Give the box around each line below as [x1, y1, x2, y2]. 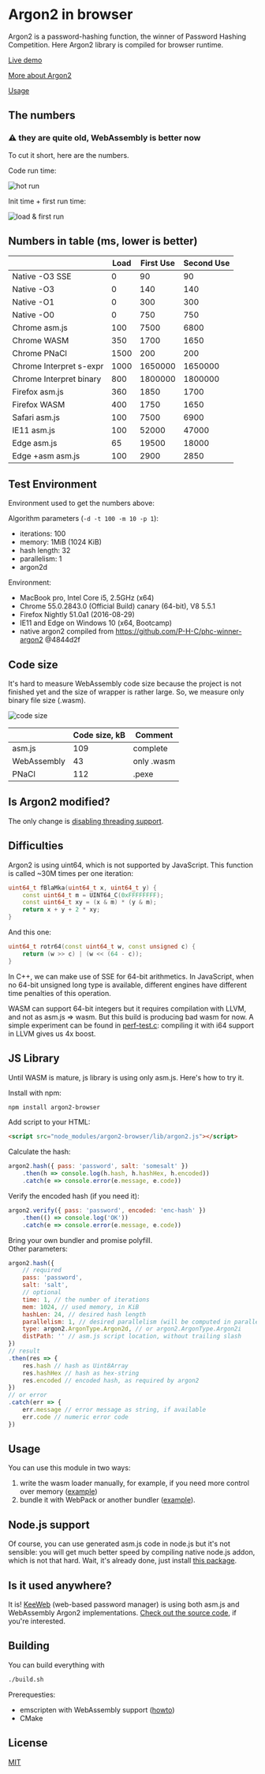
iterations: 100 [19, 529, 66, 538]
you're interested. [8, 1616, 65, 1626]
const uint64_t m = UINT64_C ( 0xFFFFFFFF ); [22, 891, 164, 899]
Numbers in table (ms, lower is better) [8, 234, 198, 248]
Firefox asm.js [12, 387, 65, 398]
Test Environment [8, 477, 97, 491]
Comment [135, 730, 174, 741]
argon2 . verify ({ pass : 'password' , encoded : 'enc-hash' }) [8, 1206, 207, 1214]
